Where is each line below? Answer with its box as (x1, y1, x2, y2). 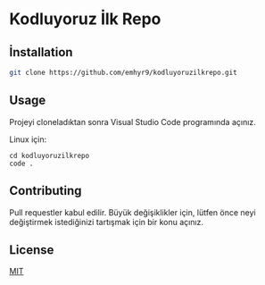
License (9, 242, 54, 257)
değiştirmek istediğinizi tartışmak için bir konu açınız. (9, 216, 203, 227)
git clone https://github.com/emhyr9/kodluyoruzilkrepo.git (9, 68, 238, 77)
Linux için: (9, 134, 47, 145)
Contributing (9, 183, 82, 198)
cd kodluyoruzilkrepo (9, 151, 90, 160)
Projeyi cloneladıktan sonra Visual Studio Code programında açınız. (9, 116, 256, 127)
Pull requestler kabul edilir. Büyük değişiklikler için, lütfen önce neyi (9, 206, 256, 218)
